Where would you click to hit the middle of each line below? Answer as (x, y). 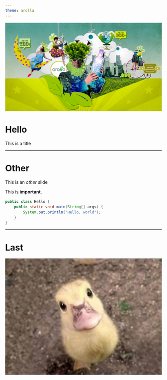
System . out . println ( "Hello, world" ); (62, 212)
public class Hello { (28, 202)
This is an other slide (27, 182)
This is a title (18, 144)
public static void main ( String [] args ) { (59, 207)
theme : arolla (20, 10)
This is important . (24, 192)
